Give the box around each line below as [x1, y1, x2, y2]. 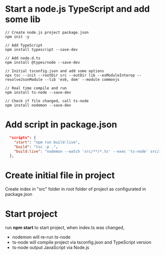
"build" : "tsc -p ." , [14, 144, 58, 149]
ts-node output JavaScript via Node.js [12, 245, 89, 251]
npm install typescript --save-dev [5, 47, 78, 52]
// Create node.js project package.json [5, 30, 89, 35]
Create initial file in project [5, 170, 115, 181]
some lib [5, 14, 41, 25]
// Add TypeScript [5, 43, 43, 47]
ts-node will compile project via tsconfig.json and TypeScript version [12, 239, 152, 245]
